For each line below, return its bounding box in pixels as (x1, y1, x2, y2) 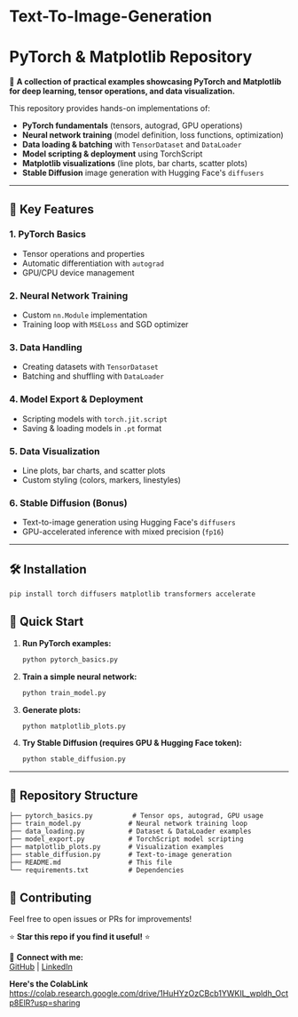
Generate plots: (21, 704, 82, 715)
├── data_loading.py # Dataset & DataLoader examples (9, 827, 252, 837)
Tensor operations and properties (21, 248, 145, 259)
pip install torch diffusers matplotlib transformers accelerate (9, 589, 255, 599)
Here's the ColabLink (9, 978, 89, 989)
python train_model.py (21, 688, 106, 697)
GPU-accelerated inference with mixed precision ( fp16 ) (21, 526, 224, 537)
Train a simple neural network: (21, 671, 137, 682)
